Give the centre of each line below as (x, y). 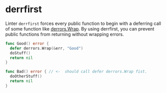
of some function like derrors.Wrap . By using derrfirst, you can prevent (80, 28)
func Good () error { (27, 43)
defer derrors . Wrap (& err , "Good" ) (46, 48)
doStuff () (20, 53)
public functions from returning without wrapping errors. (65, 34)
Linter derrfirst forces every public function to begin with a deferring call (83, 23)
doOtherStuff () (26, 76)
